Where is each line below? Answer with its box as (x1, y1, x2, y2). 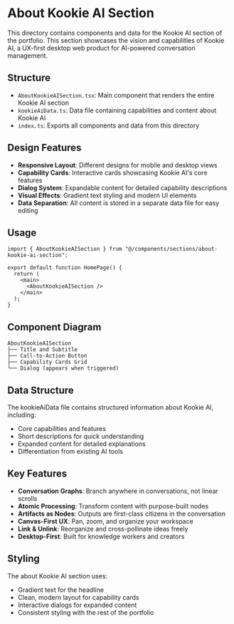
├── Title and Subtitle (7, 346, 78, 353)
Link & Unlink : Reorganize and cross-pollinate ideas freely (17, 524, 188, 533)
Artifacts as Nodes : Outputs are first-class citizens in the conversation (17, 509, 226, 518)
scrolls (17, 494, 38, 503)
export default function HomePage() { (7, 264, 122, 271)
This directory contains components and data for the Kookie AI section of (7, 28, 223, 37)
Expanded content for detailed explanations (17, 440, 146, 448)
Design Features (7, 142, 82, 154)
